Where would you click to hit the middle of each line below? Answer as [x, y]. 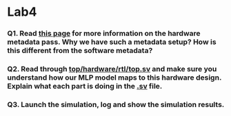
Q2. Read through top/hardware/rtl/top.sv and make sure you [112, 69]
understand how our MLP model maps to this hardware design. [114, 78]
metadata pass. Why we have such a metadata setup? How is [112, 42]
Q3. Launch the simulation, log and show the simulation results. [116, 104]
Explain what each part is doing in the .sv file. [85, 86]
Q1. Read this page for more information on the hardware [104, 34]
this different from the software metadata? [80, 51]
